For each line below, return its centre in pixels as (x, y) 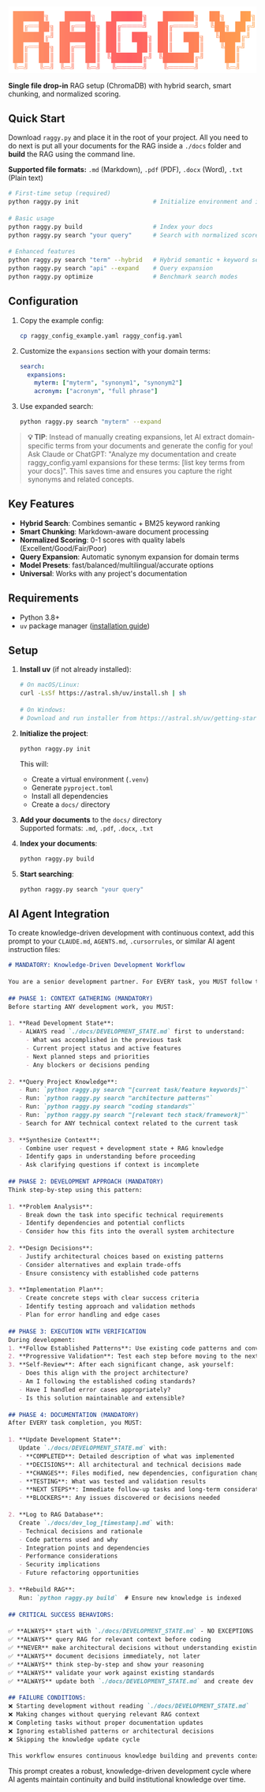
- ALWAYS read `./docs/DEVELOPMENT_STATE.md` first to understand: (132, 1032)
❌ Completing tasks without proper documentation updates (106, 1723)
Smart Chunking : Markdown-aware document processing (114, 531)
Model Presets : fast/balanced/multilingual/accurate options (117, 565)
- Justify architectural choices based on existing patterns (121, 1256)
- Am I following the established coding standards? (107, 1381)
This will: (34, 763)
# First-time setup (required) (60, 193)
